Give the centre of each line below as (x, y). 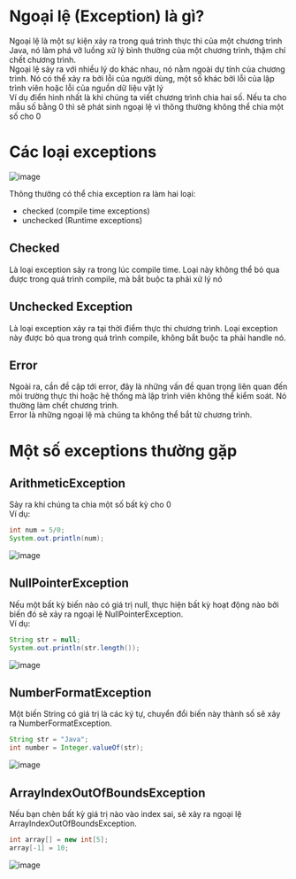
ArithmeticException (68, 483)
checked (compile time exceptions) (86, 211)
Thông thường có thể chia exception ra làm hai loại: (102, 193)
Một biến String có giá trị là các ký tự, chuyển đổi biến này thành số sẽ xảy (145, 714)
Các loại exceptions (83, 152)
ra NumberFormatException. (61, 723)
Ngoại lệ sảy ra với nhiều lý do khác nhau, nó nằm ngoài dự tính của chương (147, 69)
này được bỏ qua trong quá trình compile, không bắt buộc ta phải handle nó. (148, 338)
